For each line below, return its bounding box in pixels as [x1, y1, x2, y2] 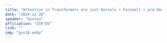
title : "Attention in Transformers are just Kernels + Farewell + [5, 7, 146, 12]
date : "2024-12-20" [5, 12, 46, 17]
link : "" [5, 26, 23, 31]
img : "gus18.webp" [5, 30, 43, 35]
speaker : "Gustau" [5, 16, 43, 21]
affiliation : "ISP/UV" [5, 21, 52, 26]
